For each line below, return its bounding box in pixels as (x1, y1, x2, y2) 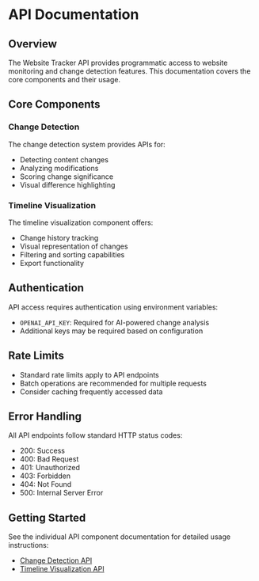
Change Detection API (19, 556, 93, 565)
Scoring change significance (19, 172, 113, 181)
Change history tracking (19, 233, 99, 242)
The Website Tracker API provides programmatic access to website (8, 58, 228, 67)
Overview (8, 37, 58, 51)
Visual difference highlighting (19, 180, 116, 189)
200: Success (19, 446, 66, 456)
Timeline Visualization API (19, 564, 105, 574)
